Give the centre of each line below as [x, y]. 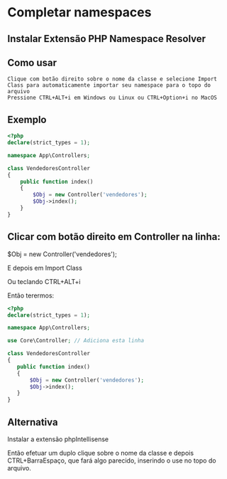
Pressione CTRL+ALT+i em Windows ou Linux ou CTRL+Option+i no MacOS [112, 98]
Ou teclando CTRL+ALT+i [44, 281]
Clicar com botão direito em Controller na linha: [114, 237]
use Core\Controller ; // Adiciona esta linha [76, 341]
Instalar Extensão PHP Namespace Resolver [107, 39]
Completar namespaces [79, 12]
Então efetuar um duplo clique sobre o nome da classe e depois [100, 453]
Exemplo [27, 119]
